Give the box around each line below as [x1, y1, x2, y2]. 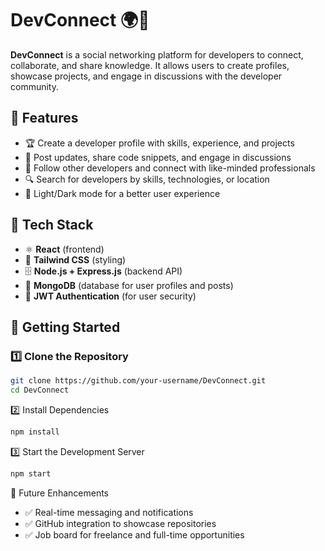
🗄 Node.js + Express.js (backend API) [24, 265, 183, 277]
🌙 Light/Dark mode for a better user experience [24, 187, 221, 199]
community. [10, 80, 59, 92]
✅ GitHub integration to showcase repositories [24, 517, 217, 529]
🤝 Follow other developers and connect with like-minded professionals [24, 162, 316, 174]
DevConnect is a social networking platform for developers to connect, [10, 48, 304, 61]
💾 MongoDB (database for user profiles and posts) [24, 279, 234, 291]
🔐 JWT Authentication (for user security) [24, 290, 197, 302]
